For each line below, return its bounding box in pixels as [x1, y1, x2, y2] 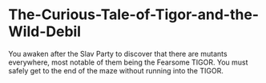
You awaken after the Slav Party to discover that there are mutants [8, 49, 228, 58]
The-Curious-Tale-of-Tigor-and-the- [8, 6, 259, 24]
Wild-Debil [8, 22, 82, 41]
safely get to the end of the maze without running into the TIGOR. [8, 65, 224, 75]
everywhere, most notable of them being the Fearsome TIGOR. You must [8, 57, 248, 67]
